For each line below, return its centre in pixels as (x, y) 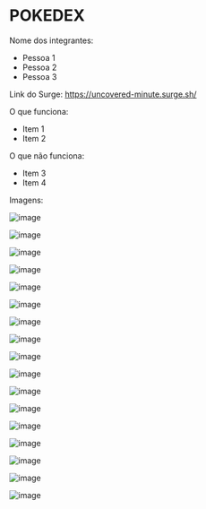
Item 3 (34, 173)
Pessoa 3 (39, 76)
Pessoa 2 (39, 67)
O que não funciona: (47, 155)
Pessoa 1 (39, 57)
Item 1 (33, 129)
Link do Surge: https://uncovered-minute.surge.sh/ (103, 94)
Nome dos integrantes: (51, 40)
